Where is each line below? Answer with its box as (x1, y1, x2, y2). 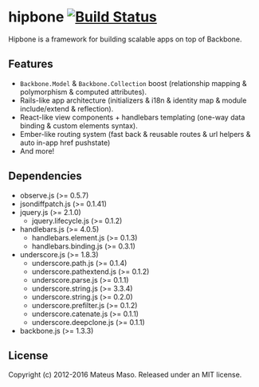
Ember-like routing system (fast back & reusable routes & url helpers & (19, 129, 251, 139)
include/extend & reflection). (19, 104, 114, 113)
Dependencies (8, 170, 82, 183)
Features (8, 57, 53, 71)
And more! (19, 146, 55, 155)
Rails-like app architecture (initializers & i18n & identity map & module (19, 96, 247, 105)
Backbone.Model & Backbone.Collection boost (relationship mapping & (19, 78, 247, 88)
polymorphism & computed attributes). (19, 87, 147, 96)
